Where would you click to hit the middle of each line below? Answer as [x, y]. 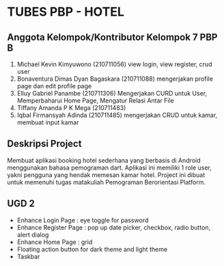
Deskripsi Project [44, 144]
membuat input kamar [48, 122]
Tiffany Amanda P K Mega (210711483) [71, 108]
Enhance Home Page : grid [55, 242]
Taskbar [28, 256]
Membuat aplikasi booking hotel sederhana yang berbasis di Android [104, 160]
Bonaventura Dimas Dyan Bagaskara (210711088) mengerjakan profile [115, 79]
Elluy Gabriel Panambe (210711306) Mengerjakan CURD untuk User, [112, 93]
